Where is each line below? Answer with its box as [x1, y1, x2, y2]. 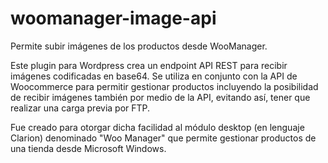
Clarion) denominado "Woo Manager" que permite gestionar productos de [10, 132, 317, 144]
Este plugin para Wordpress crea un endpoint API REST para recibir [10, 59, 288, 71]
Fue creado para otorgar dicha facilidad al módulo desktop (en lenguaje [10, 121, 305, 133]
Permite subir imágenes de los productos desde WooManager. [10, 40, 268, 52]
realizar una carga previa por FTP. [10, 102, 151, 114]
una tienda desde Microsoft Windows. [10, 142, 167, 154]
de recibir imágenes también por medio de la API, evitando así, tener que [10, 91, 311, 103]
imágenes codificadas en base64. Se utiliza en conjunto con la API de [10, 70, 298, 82]
